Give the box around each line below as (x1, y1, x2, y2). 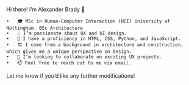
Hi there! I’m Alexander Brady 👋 (6, 6, 85, 13)
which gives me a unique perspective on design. (6, 49, 132, 55)
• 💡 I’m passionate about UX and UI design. (6, 30, 127, 36)
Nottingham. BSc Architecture (6, 25, 84, 31)
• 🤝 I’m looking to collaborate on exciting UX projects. (6, 54, 163, 60)
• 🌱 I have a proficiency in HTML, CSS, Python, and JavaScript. (6, 36, 182, 42)
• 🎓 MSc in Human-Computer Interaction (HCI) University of (6, 18, 171, 24)
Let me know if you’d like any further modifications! (6, 72, 135, 79)
